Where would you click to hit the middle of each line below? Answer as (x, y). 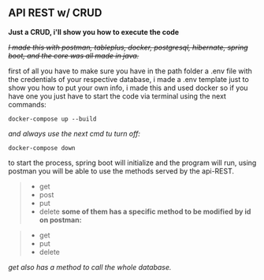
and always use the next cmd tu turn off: (74, 133)
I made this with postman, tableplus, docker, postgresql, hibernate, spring (128, 47)
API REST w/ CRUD (55, 13)
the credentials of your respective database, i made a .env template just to (129, 79)
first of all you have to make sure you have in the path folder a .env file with (130, 71)
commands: (28, 104)
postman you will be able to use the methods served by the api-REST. (121, 171)
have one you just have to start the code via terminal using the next (117, 96)
